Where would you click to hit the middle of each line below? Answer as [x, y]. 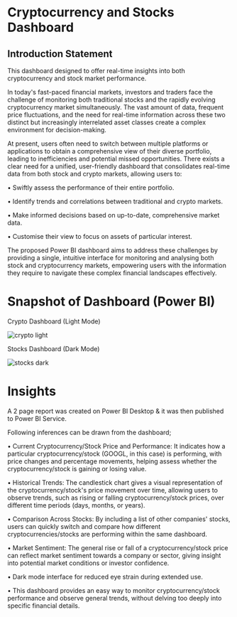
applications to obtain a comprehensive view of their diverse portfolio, [110, 151]
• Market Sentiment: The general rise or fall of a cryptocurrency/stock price [118, 547]
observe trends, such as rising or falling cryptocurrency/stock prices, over [116, 498]
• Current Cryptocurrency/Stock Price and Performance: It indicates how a [116, 446]
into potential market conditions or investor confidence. [88, 563]
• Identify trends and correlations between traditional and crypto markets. [115, 201]
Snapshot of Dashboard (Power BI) [111, 302]
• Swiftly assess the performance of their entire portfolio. [91, 188]
